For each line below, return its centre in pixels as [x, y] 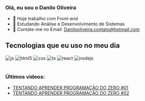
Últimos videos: [25, 77]
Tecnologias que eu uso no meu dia [63, 45]
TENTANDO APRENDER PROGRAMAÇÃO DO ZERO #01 [70, 88]
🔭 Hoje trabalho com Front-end [45, 19]
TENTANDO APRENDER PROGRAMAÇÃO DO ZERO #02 [71, 93]
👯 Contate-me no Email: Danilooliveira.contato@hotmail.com [76, 29]
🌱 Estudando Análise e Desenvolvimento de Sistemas [69, 24]
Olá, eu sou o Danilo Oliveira [41, 8]
